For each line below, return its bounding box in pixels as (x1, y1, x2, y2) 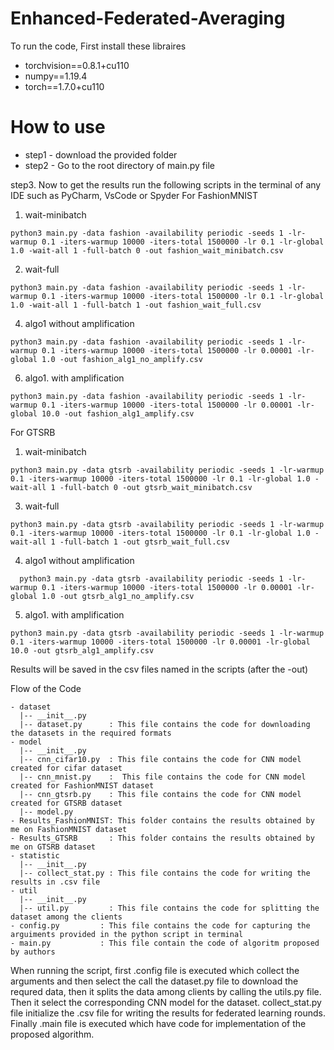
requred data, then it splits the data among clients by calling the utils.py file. (10, 985, 322, 997)
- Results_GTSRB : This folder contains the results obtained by (10, 833, 315, 843)
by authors (10, 947, 56, 957)
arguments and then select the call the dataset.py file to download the (10, 975, 299, 987)
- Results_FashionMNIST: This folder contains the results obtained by (10, 815, 315, 826)
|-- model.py (19, 807, 74, 817)
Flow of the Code (10, 682, 82, 694)
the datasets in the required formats (10, 728, 172, 738)
